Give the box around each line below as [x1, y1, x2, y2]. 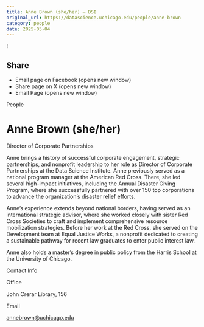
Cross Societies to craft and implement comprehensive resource [6, 218, 168, 225]
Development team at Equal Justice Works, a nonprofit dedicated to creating [6, 230, 199, 238]
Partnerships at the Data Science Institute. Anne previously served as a [6, 167, 185, 174]
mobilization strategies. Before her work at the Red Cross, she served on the [6, 224, 198, 231]
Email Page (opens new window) [15, 89, 97, 97]
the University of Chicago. [6, 255, 72, 262]
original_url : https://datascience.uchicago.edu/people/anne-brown [6, 15, 181, 21]
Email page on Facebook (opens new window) [15, 77, 132, 84]
